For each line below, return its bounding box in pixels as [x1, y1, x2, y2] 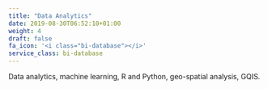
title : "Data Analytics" [8, 11, 92, 20]
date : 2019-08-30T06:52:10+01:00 [8, 19, 121, 28]
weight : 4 [8, 27, 42, 35]
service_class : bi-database [8, 49, 104, 57]
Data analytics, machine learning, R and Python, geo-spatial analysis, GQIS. [8, 72, 261, 81]
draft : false [8, 34, 53, 43]
